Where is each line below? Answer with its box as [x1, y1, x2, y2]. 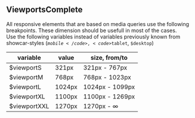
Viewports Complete [6, 5, 83, 15]
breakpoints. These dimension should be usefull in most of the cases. [6, 27, 177, 34]
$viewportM [9, 73, 44, 81]
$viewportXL [9, 92, 46, 100]
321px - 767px [83, 63, 128, 72]
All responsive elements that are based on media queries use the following [6, 20, 190, 27]
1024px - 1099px [83, 82, 135, 91]
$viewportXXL [9, 102, 49, 110]
